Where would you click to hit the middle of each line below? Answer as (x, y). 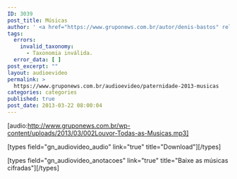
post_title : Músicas (38, 20)
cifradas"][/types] (34, 168)
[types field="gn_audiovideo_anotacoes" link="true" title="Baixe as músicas (118, 160)
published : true (31, 99)
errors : (25, 40)
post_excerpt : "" (33, 66)
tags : (15, 33)
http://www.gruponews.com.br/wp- (79, 125)
